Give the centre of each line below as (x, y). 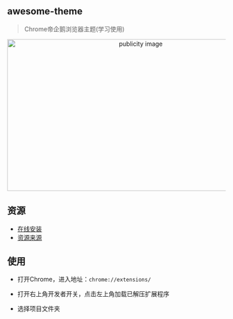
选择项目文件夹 (38, 309)
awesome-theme (45, 11)
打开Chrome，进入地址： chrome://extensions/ (84, 279)
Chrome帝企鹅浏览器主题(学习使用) (74, 29)
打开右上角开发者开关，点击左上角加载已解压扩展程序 (93, 294)
